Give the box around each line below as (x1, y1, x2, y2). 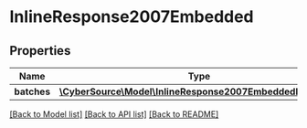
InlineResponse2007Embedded (9, 6, 254, 27)
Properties (9, 43, 71, 59)
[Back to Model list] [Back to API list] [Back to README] (9, 109, 219, 120)
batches (14, 85, 51, 98)
